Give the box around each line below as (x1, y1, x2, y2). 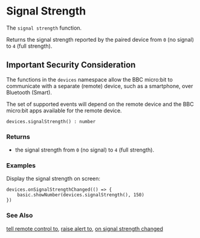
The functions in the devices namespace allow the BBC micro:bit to (6, 76, 173, 83)
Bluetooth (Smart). (6, 89, 53, 96)
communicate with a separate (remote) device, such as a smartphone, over (6, 82, 193, 89)
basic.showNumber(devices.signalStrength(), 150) (17, 192, 145, 198)
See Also (6, 211, 33, 220)
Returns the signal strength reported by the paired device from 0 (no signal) (6, 36, 195, 43)
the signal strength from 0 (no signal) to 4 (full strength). (15, 146, 155, 153)
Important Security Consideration (6, 60, 136, 70)
